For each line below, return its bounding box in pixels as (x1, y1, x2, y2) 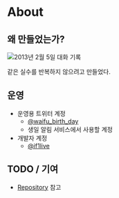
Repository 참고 (17, 183, 62, 191)
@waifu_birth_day (27, 117, 79, 125)
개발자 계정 (17, 134, 48, 142)
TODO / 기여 (7, 164, 59, 175)
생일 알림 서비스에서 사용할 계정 (27, 125, 113, 133)
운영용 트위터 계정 (17, 109, 66, 117)
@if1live (27, 141, 50, 150)
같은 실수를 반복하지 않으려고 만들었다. (7, 68, 111, 76)
